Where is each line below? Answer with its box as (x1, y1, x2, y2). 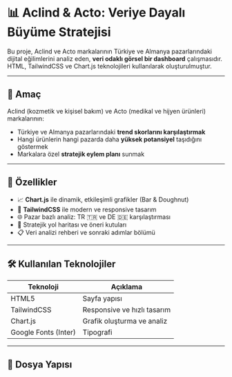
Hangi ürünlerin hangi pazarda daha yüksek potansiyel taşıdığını (17, 135, 202, 143)
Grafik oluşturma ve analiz (82, 316, 168, 326)
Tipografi (82, 328, 113, 337)
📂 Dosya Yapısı (7, 358, 72, 370)
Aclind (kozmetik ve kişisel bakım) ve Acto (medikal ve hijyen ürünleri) (7, 107, 206, 115)
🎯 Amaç (7, 89, 41, 100)
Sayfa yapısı (82, 294, 122, 304)
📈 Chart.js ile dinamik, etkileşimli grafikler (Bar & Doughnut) (17, 195, 189, 204)
